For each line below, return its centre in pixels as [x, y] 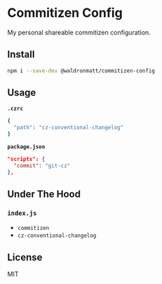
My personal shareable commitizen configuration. [79, 32]
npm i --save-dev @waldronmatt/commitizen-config [81, 71]
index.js [22, 213]
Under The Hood [44, 194]
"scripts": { [26, 160]
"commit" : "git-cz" [42, 166]
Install [21, 54]
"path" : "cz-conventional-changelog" [69, 128]
